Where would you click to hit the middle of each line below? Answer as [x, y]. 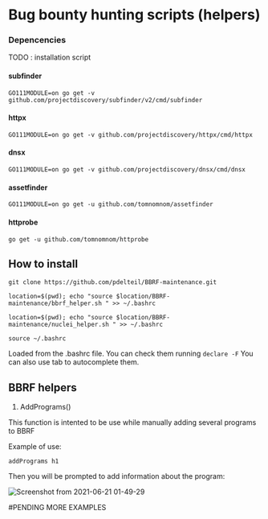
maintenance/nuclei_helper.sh [59, 325]
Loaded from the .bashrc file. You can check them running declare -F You [131, 354]
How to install [43, 264]
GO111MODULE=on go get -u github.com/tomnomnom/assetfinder [111, 204]
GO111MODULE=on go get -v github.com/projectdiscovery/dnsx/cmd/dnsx [127, 170]
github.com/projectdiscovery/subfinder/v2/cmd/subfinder [106, 100]
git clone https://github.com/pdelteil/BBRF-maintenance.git [113, 282]
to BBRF [22, 431]
